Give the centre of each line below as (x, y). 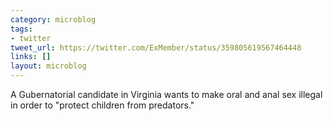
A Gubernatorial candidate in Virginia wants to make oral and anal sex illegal (166, 94)
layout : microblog (48, 66)
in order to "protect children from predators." (102, 105)
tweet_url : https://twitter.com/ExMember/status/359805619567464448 (156, 47)
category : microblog (53, 19)
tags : (21, 29)
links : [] (31, 57)
